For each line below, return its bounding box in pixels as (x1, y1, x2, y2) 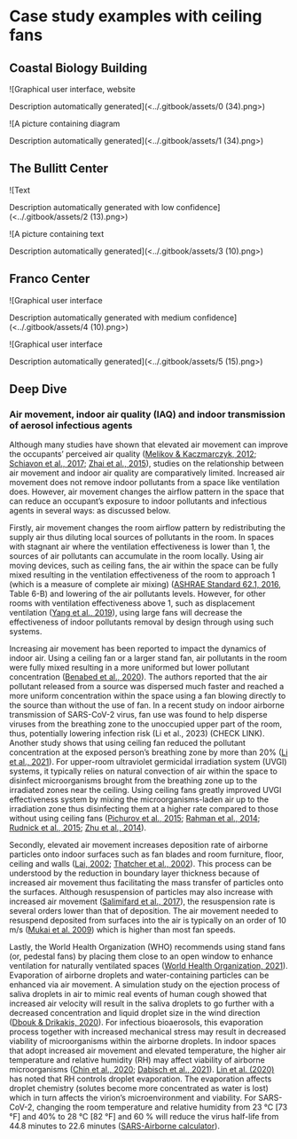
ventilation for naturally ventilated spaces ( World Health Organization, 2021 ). (9, 961, 288, 971)
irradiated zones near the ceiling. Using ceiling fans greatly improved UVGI (9, 785, 282, 796)
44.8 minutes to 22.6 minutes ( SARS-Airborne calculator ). (9, 1120, 220, 1132)
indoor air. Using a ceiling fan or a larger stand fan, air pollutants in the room (9, 653, 287, 664)
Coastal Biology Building (9, 60, 148, 75)
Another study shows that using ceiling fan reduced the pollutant (9, 738, 246, 749)
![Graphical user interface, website (9, 84, 136, 94)
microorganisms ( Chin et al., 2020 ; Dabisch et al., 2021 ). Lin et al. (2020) (9, 1064, 275, 1075)
